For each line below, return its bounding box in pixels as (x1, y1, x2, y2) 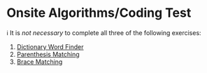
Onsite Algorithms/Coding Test (6, 5, 192, 21)
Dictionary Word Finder (16, 42, 85, 51)
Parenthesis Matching (16, 50, 80, 58)
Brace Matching (16, 58, 63, 66)
